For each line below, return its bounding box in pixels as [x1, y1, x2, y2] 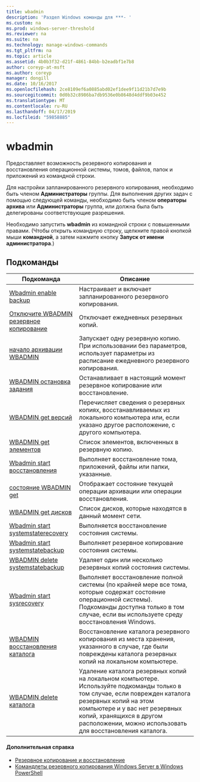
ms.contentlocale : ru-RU [6, 103, 68, 109]
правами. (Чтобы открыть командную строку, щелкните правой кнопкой [6, 227, 192, 235]
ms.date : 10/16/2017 [6, 81, 58, 87]
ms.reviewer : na [6, 31, 46, 37]
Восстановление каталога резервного [79, 627, 190, 636]
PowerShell [14, 769, 43, 777]
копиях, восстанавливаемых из [79, 406, 170, 414]
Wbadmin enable [9, 289, 57, 297]
